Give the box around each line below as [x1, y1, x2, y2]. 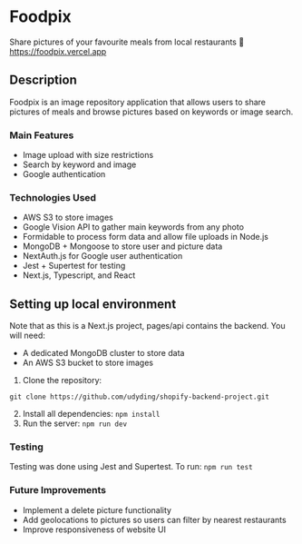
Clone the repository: [22, 375, 102, 386]
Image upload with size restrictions [22, 150, 154, 161]
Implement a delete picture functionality [22, 504, 172, 515]
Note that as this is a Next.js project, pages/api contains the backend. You [9, 321, 286, 331]
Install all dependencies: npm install [22, 409, 161, 420]
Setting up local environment [9, 296, 177, 312]
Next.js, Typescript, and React [22, 270, 136, 281]
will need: [9, 330, 45, 341]
